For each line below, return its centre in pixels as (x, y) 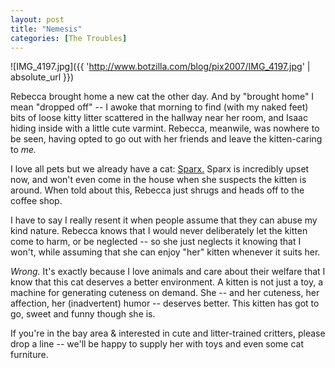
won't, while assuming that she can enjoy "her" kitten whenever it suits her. (165, 252)
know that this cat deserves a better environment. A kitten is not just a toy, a (167, 282)
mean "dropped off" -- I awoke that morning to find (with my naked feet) (159, 107)
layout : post (37, 19)
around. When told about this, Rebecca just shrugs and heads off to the (157, 190)
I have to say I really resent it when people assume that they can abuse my (164, 220)
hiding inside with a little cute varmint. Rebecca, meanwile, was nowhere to (165, 128)
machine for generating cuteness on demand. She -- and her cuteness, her (165, 293)
